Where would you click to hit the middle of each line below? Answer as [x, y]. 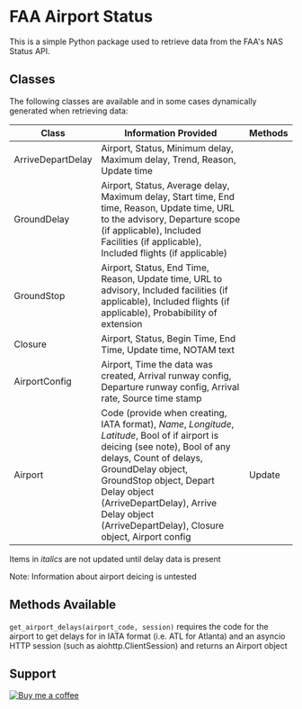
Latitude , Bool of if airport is [160, 435]
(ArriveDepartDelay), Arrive [159, 503]
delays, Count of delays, [152, 458]
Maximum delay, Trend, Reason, [169, 159]
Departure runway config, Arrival [170, 386]
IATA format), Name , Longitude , [168, 423]
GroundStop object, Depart [158, 480]
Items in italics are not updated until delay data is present [115, 559]
